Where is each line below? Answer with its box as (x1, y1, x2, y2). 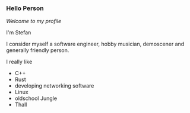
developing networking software (14, 82, 94, 89)
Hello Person (6, 4, 44, 12)
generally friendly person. (6, 47, 69, 54)
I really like (6, 58, 33, 66)
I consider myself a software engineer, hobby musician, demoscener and (6, 40, 185, 48)
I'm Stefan (6, 29, 31, 36)
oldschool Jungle (14, 95, 58, 102)
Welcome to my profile (6, 18, 61, 25)
